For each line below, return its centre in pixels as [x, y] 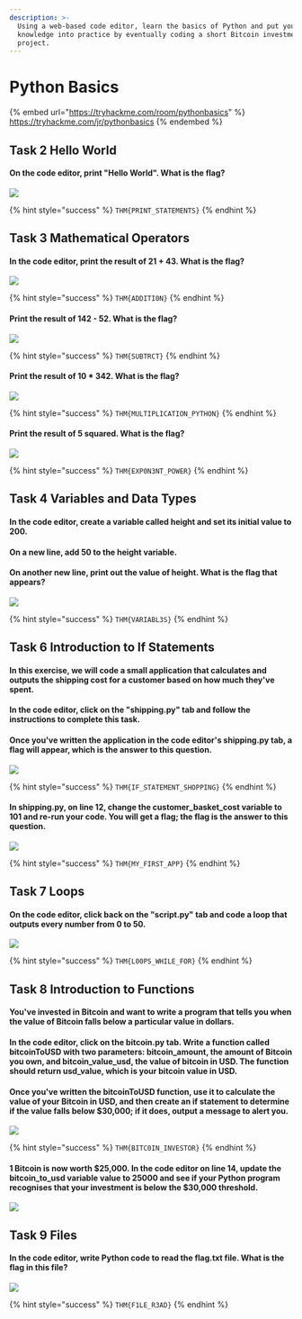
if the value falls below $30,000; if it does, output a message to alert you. [149, 1111]
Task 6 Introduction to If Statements [112, 648]
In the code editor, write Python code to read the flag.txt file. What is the [147, 1258]
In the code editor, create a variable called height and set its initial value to [151, 521]
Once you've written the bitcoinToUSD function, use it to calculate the [142, 1091]
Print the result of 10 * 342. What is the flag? [94, 376]
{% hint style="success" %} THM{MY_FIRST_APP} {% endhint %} [125, 863]
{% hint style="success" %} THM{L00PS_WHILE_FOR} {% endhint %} [131, 961]
